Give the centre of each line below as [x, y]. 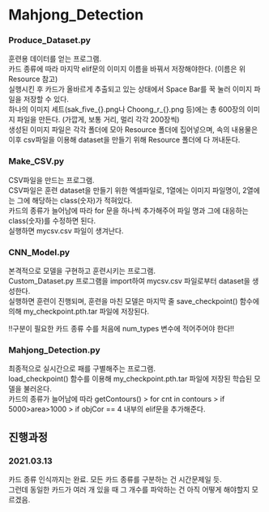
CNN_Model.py [39, 252]
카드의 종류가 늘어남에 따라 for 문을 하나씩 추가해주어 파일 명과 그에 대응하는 [128, 210]
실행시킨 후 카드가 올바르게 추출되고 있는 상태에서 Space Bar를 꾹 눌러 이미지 [130, 89]
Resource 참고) [33, 79]
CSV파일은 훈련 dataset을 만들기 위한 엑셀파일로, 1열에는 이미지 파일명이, [125, 190]
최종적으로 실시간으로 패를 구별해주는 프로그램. [82, 369]
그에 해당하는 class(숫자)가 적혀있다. [75, 200]
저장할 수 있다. [46, 100]
